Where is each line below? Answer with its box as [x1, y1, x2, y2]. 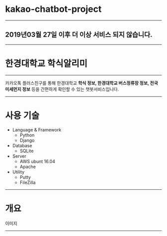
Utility [12, 169, 25, 175]
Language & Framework [12, 126, 62, 132]
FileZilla [19, 179, 36, 185]
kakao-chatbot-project [5, 3, 102, 15]
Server [12, 153, 26, 159]
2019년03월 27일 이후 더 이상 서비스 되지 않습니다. [5, 31, 153, 39]
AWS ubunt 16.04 [19, 158, 56, 164]
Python [19, 132, 35, 138]
